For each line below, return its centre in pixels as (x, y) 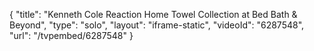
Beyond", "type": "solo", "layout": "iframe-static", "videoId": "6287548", (157, 25)
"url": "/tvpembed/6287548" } (71, 35)
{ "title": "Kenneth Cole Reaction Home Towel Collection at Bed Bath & (153, 14)
